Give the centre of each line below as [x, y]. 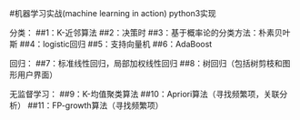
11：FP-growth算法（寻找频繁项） [100, 105]
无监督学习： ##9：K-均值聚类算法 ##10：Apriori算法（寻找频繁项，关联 [145, 94]
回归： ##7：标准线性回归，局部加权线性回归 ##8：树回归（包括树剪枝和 [146, 63]
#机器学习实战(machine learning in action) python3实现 [113, 13]
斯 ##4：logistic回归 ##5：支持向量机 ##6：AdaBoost [111, 44]
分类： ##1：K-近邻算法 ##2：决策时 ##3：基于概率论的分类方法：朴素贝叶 [150, 33]
